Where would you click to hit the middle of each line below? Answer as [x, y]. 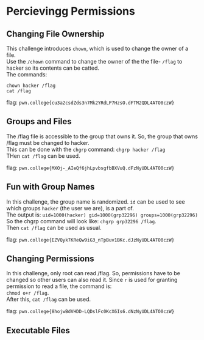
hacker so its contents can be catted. [53, 68]
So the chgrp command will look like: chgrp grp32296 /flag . [81, 221]
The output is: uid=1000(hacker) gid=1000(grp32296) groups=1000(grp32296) [102, 215]
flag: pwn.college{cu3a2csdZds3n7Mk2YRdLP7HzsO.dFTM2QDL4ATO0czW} [90, 102]
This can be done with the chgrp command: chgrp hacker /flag [86, 149]
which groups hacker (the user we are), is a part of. [70, 208]
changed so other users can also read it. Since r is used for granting [92, 280]
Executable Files [38, 331]
